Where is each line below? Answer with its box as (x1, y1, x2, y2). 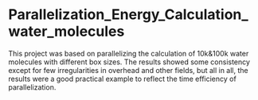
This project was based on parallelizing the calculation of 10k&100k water (8, 48, 249, 58)
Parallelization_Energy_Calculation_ (8, 6, 248, 24)
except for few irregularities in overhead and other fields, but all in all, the (8, 65, 248, 75)
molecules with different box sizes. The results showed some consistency (8, 57, 251, 67)
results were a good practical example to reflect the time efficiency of (8, 74, 236, 83)
